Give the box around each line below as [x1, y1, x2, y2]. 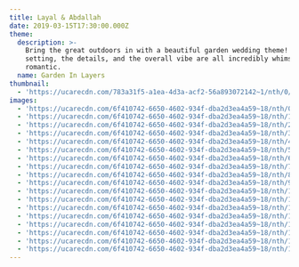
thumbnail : [9, 79, 50, 88]
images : [9, 95, 38, 105]
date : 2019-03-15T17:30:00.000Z [9, 21, 129, 30]
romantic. [25, 63, 62, 72]
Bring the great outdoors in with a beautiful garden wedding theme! [25, 46, 289, 55]
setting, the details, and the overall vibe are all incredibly [25, 54, 269, 63]
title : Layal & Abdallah [9, 12, 101, 22]
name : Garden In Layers [17, 71, 105, 80]
